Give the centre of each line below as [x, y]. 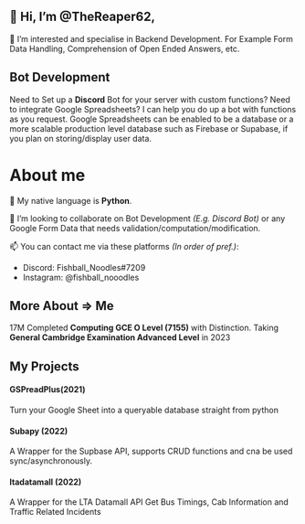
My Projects [44, 366]
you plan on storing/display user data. [81, 138]
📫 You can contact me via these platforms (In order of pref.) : [124, 246]
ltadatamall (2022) [46, 482]
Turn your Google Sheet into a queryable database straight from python [144, 410]
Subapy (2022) [39, 431]
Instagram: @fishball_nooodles [81, 277]
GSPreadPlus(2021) [47, 390]
